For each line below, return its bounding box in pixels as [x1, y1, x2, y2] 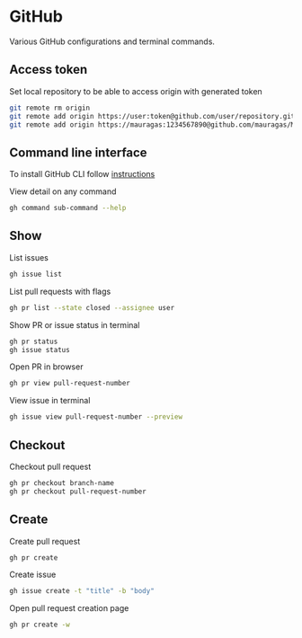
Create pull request [9, 536, 81, 546]
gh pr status [9, 337, 58, 346]
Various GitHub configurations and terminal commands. [9, 36, 216, 47]
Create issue [9, 569, 57, 580]
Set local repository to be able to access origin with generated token [9, 85, 262, 96]
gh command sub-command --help [9, 204, 127, 213]
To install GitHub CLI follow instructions [9, 169, 155, 180]
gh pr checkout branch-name [9, 478, 115, 487]
